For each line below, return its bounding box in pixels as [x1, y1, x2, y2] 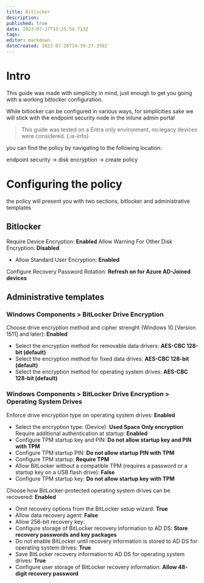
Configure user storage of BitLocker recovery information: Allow [15, 563, 177, 570]
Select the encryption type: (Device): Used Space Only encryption [15, 423, 184, 430]
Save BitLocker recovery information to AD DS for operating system [15, 550, 185, 557]
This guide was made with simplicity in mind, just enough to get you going [6, 89, 192, 96]
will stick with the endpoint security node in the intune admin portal [6, 114, 175, 121]
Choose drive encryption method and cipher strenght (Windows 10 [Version [6, 324, 196, 331]
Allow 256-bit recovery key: [15, 518, 85, 525]
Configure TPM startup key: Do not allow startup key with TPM [15, 475, 175, 482]
